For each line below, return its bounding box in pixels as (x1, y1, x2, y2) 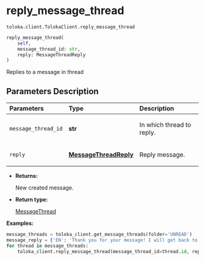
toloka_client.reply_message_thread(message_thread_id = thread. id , (17, 248, 190, 254)
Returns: (15, 172, 38, 180)
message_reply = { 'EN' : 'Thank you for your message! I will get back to (6, 237, 198, 243)
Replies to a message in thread (6, 68, 84, 76)
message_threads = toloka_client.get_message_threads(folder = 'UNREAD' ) (6, 232, 192, 238)
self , (17, 40, 32, 46)
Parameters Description (6, 86, 99, 97)
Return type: (15, 196, 48, 204)
